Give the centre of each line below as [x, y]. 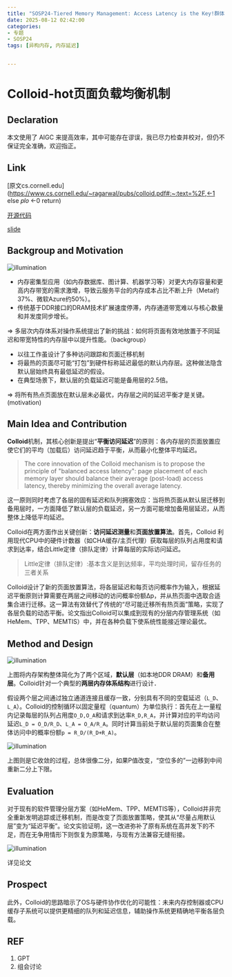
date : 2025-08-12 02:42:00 [46, 20]
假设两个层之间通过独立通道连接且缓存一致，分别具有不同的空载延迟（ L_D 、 [115, 698]
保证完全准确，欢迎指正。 [43, 146]
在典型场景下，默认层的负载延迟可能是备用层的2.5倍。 [94, 379]
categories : [24, 26]
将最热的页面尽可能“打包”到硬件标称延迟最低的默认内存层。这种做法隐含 [120, 362]
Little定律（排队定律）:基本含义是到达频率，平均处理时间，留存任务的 [123, 564]
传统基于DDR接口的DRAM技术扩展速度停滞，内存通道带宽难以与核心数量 [120, 307]
